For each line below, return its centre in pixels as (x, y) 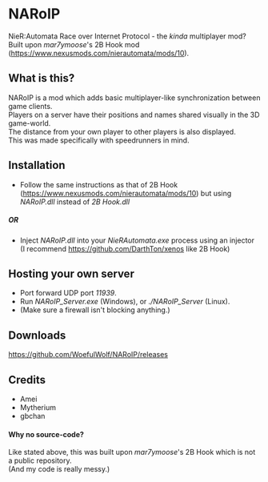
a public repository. (40, 460)
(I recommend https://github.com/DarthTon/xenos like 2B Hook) (125, 248)
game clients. (30, 106)
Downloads (37, 335)
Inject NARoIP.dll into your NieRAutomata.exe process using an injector (137, 240)
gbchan (32, 416)
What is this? (42, 78)
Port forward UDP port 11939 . (68, 293)
